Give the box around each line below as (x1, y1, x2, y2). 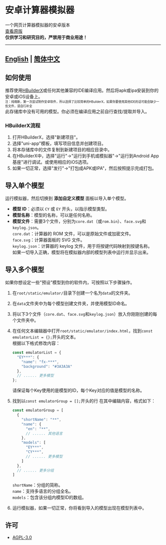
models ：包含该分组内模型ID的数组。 (12, 494, 86, 500)
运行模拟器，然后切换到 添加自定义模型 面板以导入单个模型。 (5, 196, 129, 202)
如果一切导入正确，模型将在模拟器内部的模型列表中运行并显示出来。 (12, 249, 151, 256)
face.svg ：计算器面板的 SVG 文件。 (12, 237, 85, 243)
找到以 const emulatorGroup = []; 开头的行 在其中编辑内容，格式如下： (12, 398, 156, 404)
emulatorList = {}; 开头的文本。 (12, 334, 79, 340)
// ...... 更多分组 (17, 468, 54, 473)
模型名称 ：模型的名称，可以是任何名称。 (12, 212, 95, 218)
